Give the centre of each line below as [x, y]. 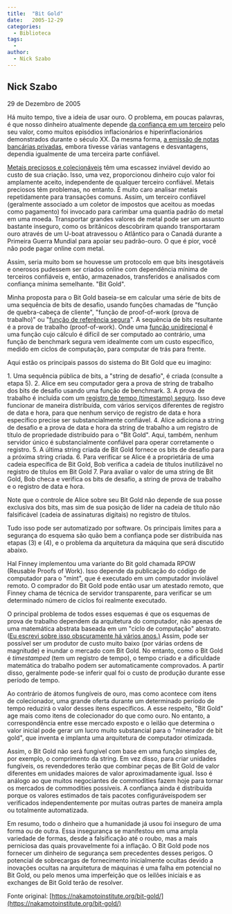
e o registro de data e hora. [46, 486]
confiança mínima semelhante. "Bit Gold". [66, 284]
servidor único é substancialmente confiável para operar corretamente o [111, 442]
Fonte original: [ [29, 896]
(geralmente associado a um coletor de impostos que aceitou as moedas [111, 204]
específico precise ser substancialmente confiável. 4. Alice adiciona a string [116, 420]
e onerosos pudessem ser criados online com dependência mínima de [107, 269]
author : [18, 53]
